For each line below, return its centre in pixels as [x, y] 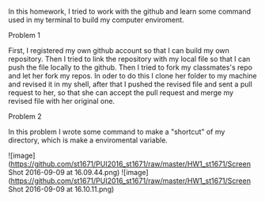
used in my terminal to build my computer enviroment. [96, 20]
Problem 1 [25, 35]
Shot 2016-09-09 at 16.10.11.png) [61, 189]
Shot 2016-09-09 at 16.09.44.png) [64, 172]
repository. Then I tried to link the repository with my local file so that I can [129, 59]
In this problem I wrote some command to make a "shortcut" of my [117, 131]
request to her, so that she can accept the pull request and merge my [121, 93]
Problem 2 [25, 116]
